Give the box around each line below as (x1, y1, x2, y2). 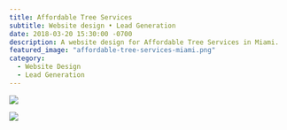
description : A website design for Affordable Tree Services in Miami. (9, 37, 279, 47)
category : (9, 54, 46, 63)
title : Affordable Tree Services (9, 12, 133, 22)
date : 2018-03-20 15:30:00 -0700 (9, 29, 133, 38)
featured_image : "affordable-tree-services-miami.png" (9, 46, 216, 55)
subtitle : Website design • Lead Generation (9, 21, 176, 30)
